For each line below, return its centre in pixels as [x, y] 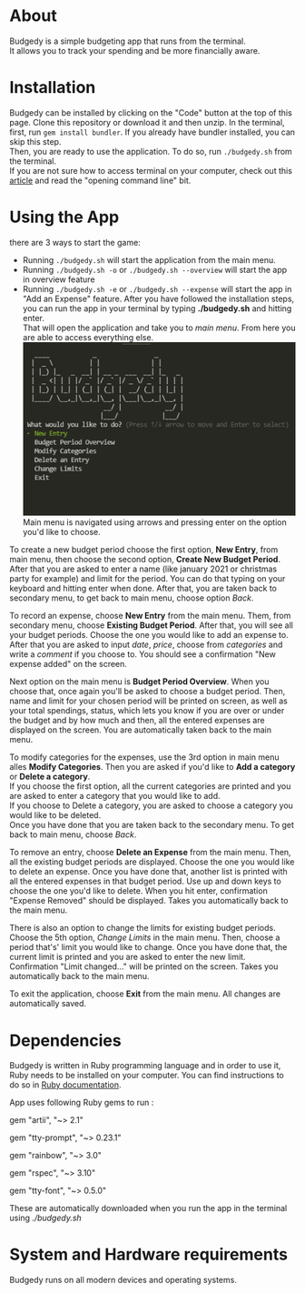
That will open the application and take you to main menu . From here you [159, 328]
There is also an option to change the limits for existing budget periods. [143, 928]
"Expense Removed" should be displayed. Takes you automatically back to [149, 901]
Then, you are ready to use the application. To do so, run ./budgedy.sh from [151, 151]
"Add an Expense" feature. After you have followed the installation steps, [158, 298]
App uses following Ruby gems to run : [82, 1103]
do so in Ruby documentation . [65, 1085]
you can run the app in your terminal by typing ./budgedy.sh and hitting [157, 308]
